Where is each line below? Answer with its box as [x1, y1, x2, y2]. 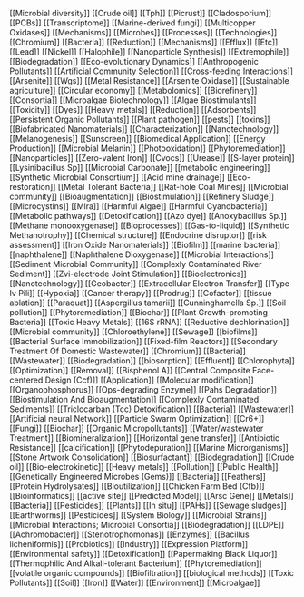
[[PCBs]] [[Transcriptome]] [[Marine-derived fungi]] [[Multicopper [9, 17, 256, 28]
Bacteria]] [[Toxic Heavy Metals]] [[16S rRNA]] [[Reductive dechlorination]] [9, 317, 289, 327]
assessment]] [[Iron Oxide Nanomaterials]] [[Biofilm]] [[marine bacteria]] [9, 240, 281, 250]
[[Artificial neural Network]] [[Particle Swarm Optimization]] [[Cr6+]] [9, 413, 265, 423]
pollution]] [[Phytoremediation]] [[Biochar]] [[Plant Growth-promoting [9, 307, 268, 317]
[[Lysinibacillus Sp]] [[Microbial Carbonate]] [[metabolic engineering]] [9, 163, 270, 173]
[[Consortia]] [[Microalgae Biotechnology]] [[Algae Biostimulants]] [9, 95, 257, 105]
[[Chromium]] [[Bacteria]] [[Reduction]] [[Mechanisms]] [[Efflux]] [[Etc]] [9, 36, 279, 47]
